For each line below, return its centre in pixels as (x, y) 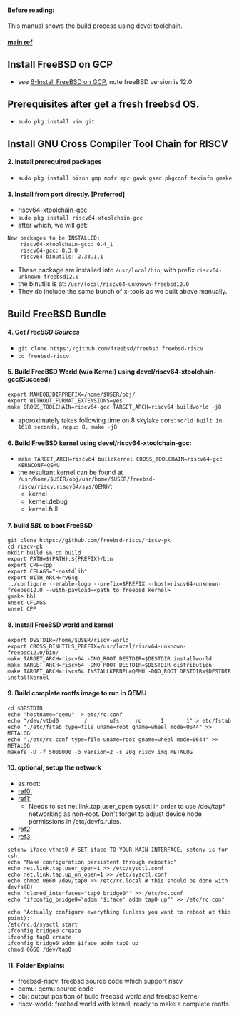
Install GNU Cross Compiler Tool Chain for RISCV (118, 144)
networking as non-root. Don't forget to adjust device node (115, 814)
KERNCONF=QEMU (39, 466)
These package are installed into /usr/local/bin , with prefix (106, 270)
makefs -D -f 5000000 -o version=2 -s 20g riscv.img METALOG (100, 752)
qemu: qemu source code (56, 989)
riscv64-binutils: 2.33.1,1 (62, 257)
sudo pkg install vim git (56, 122)
